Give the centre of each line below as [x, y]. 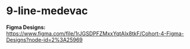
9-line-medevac [47, 11]
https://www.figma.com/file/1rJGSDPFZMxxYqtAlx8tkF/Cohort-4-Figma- [95, 33]
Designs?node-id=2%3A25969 [44, 40]
